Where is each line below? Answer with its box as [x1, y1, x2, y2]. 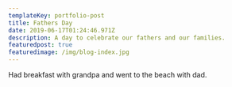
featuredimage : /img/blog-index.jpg [8, 48, 130, 56]
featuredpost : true [8, 41, 73, 49]
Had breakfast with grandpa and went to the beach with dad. [8, 70, 207, 79]
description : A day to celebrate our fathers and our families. [8, 33, 226, 42]
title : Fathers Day [8, 19, 73, 27]
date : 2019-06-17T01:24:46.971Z [8, 26, 115, 34]
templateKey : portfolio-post [8, 11, 105, 20]
